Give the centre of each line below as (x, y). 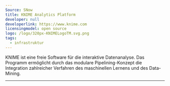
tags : (11, 38)
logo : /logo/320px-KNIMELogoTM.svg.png (47, 33)
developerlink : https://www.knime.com (46, 24)
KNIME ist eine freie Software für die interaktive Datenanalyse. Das (75, 57)
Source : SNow (19, 10)
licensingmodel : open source (36, 29)
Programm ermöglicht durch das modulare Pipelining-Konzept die (74, 62)
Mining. (13, 73)
